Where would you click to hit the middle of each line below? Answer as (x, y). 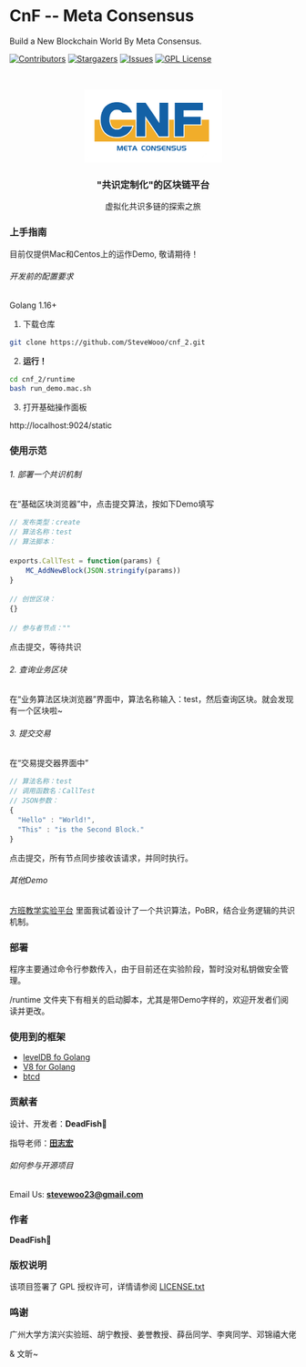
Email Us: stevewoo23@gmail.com (76, 1194)
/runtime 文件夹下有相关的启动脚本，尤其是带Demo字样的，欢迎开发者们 (145, 1000)
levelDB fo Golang (56, 1057)
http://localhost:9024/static (61, 425)
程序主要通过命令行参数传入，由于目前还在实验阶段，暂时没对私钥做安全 (145, 969)
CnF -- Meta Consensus (102, 16)
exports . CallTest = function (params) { (85, 561)
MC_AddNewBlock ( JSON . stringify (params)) (103, 570)
